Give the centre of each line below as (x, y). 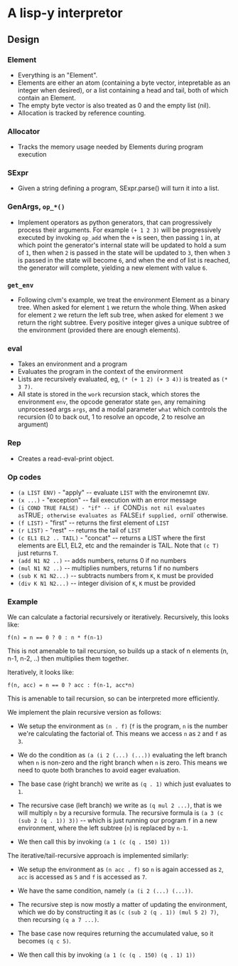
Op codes (24, 477)
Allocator (24, 131)
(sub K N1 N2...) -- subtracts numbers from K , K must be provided (115, 575)
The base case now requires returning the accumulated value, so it (115, 933)
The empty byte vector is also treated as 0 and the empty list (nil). (114, 105)
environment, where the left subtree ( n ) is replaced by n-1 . (103, 828)
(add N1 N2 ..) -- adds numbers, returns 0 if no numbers (102, 560)
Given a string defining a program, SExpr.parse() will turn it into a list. (119, 188)
